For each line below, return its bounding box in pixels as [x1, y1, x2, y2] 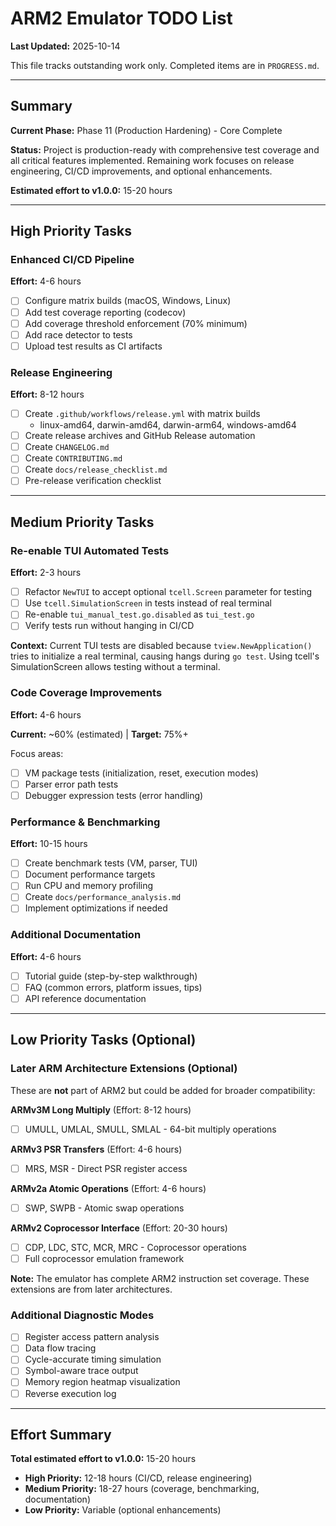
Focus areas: [10, 747, 64, 759]
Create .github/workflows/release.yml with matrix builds [24, 408, 261, 420]
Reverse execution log [24, 1387, 117, 1399]
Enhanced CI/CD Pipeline [10, 253, 135, 267]
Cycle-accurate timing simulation [24, 1353, 162, 1366]
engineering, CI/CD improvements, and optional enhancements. [10, 165, 273, 177]
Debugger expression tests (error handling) [24, 789, 204, 801]
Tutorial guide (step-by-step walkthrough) [24, 970, 198, 982]
